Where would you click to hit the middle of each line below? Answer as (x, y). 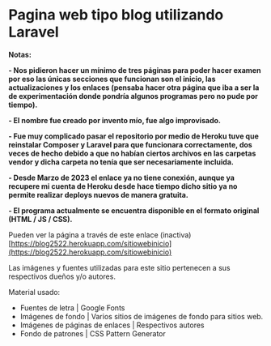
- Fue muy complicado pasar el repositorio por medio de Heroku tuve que (133, 136)
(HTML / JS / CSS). (40, 219)
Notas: (20, 54)
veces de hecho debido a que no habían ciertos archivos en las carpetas (132, 153)
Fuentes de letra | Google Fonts (72, 308)
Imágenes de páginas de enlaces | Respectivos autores (112, 325)
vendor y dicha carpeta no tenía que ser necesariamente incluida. (121, 162)
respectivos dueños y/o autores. (62, 276)
